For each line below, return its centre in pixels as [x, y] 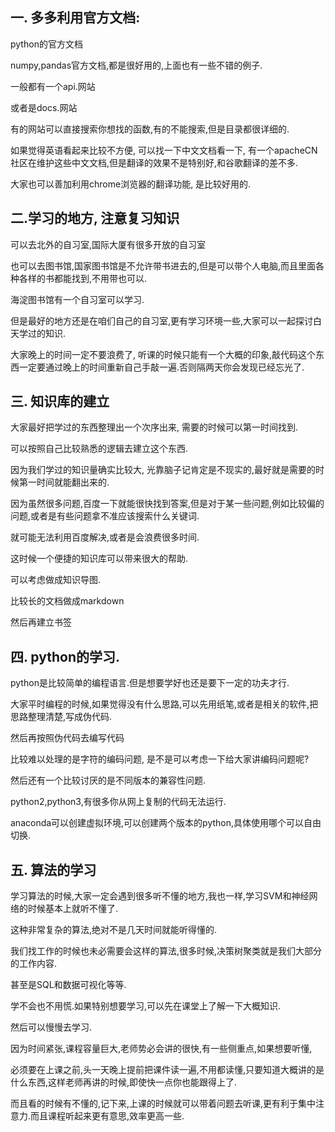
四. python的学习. [65, 656]
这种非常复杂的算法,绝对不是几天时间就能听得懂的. [114, 930]
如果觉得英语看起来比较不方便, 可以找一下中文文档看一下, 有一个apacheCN [164, 150]
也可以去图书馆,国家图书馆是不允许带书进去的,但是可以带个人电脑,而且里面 [163, 265]
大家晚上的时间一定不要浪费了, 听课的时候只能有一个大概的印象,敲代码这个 [163, 354]
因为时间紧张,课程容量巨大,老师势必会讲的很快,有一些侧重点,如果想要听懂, [161, 1049]
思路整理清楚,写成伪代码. [61, 717]
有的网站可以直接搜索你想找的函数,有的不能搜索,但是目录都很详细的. [150, 129]
